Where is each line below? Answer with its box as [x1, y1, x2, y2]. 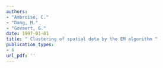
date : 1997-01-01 [6, 31, 49, 37]
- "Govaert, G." [6, 25, 46, 31]
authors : [6, 8, 28, 15]
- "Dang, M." [6, 20, 39, 25]
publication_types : [6, 42, 55, 48]
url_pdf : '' [6, 53, 36, 59]
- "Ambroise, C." [6, 14, 49, 20]
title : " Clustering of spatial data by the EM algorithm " [6, 36, 158, 42]
